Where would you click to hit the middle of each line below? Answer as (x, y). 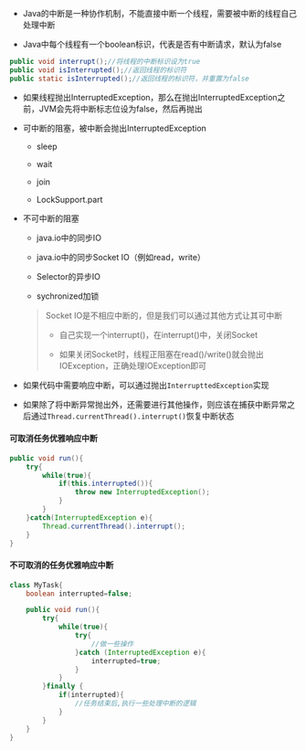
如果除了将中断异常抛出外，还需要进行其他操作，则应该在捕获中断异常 (155, 404)
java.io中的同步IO (69, 238)
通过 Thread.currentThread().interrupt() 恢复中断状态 (132, 416)
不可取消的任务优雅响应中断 (62, 566)
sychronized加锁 (68, 296)
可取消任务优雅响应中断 (53, 439)
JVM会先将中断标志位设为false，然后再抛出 (121, 109)
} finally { (63, 687)
